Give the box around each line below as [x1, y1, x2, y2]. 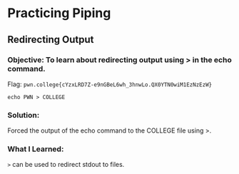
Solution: [7, 110, 40, 120]
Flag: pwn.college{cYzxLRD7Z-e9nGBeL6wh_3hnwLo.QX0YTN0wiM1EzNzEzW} [7, 80, 213, 88]
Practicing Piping [7, 5, 111, 21]
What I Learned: [7, 144, 64, 154]
